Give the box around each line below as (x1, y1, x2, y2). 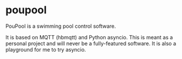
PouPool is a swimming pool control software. (5, 23, 116, 30)
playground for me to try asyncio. (5, 46, 86, 53)
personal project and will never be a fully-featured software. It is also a (5, 40, 177, 47)
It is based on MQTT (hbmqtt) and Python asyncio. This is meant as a (5, 34, 173, 40)
